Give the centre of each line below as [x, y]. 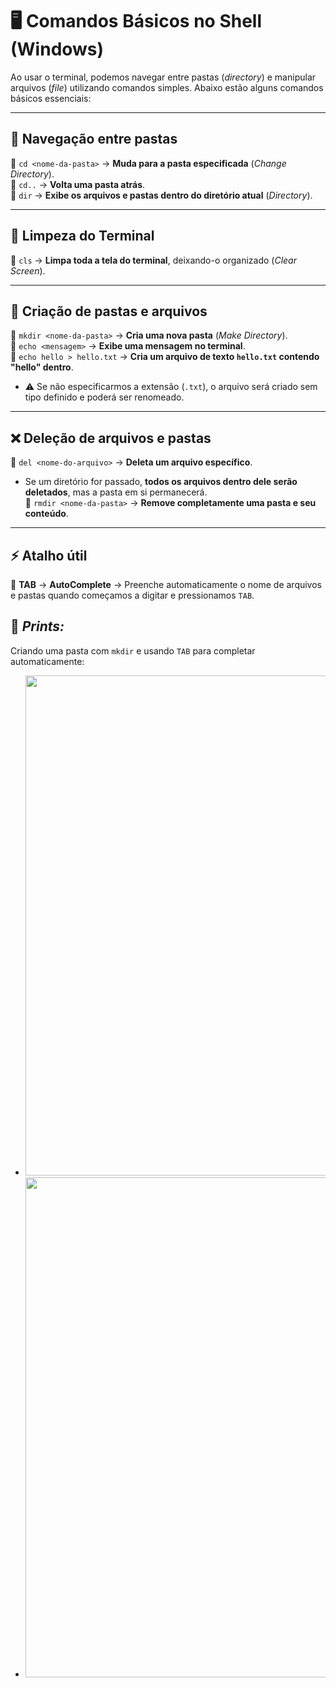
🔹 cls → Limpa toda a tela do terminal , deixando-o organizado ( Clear [153, 260]
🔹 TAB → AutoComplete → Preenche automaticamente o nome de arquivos [166, 584]
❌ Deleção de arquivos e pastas [111, 438]
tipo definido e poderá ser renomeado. [104, 397]
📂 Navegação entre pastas [94, 139]
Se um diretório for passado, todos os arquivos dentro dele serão [161, 482]
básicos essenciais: [51, 98]
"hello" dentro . [42, 367]
